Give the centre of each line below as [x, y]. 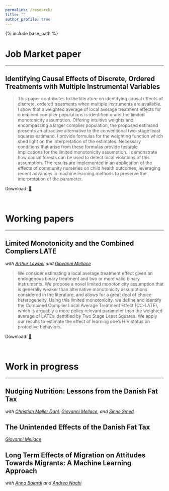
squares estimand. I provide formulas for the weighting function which [90, 136]
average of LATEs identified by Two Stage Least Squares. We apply [87, 316]
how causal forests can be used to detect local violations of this [83, 158]
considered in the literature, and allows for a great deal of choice [84, 295]
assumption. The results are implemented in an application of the [85, 163]
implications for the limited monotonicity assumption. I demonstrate [87, 152]
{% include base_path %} [32, 34]
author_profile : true [28, 19]
